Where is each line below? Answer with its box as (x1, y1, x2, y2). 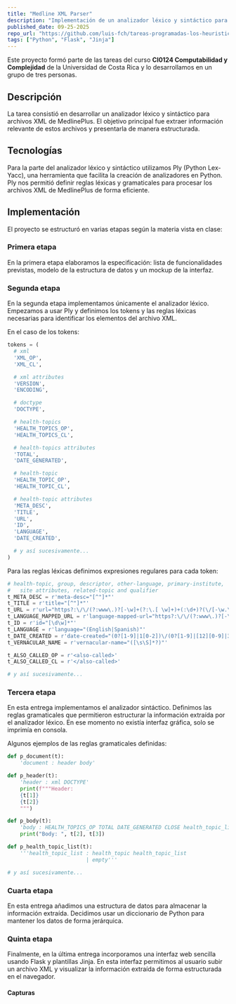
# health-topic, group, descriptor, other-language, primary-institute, (7, 580, 225, 587)
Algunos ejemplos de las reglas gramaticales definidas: (7, 739, 167, 748)
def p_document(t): (7, 753, 65, 760)
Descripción (7, 91, 62, 103)
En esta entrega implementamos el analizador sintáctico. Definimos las (7, 704, 212, 712)
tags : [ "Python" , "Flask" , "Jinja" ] (7, 37, 114, 44)
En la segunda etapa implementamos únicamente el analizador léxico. (7, 299, 209, 308)
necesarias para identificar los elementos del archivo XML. (7, 314, 178, 323)
